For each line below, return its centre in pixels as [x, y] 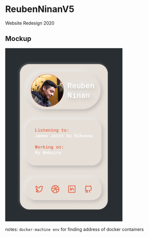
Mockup [18, 39]
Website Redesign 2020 [30, 23]
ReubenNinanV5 [40, 9]
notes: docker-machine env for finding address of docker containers [74, 229]
